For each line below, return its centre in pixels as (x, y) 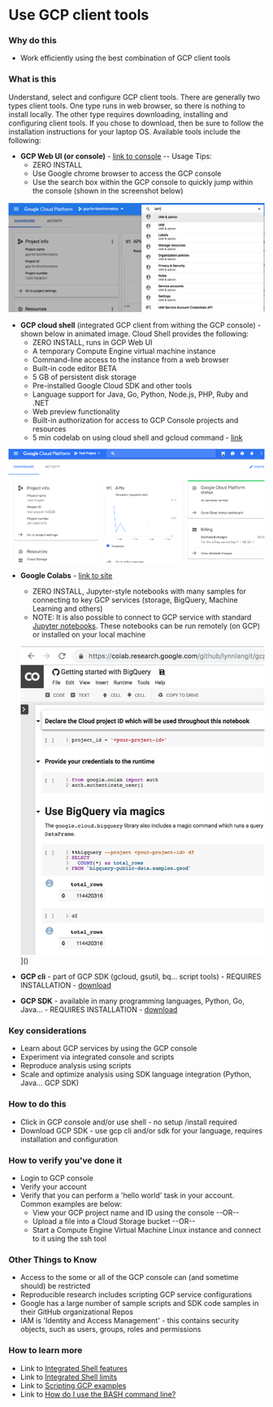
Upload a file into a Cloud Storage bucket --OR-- (114, 1221)
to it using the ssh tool (69, 1238)
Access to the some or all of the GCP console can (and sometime (129, 1278)
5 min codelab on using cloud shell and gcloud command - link (137, 437)
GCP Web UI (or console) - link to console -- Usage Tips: (116, 156)
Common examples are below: (71, 1204)
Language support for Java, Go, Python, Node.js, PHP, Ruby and (140, 394)
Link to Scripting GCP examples (73, 1385)
